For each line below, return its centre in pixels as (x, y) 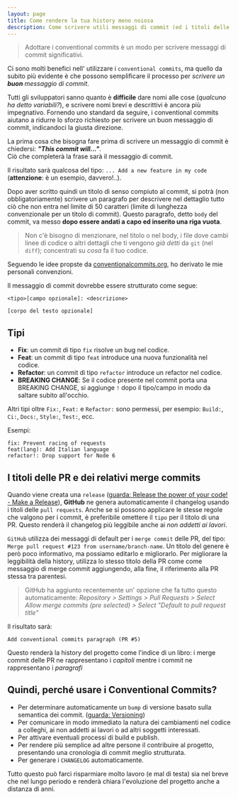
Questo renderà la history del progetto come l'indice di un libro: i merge (112, 653)
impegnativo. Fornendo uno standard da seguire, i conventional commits (113, 113)
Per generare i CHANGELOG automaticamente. (80, 760)
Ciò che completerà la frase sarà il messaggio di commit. (90, 156)
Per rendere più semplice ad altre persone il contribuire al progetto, (116, 745)
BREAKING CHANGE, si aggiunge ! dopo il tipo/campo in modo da (114, 388)
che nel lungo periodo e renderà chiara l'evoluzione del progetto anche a (114, 781)
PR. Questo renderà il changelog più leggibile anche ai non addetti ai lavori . (117, 525)
